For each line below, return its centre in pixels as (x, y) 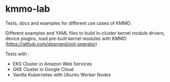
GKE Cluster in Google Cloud (43, 69)
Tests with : (17, 54)
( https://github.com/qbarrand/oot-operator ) (51, 44)
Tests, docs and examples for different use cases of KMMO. (69, 23)
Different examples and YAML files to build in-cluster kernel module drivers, (85, 33)
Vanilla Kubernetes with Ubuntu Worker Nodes (62, 74)
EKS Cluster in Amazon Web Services (52, 64)
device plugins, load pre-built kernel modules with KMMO (66, 38)
